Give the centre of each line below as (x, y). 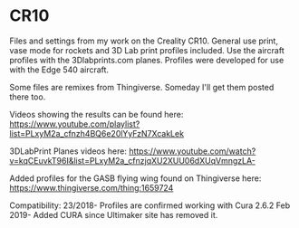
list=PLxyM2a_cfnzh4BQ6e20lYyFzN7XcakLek (96, 133)
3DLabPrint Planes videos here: (68, 151)
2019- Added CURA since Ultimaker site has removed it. (114, 214)
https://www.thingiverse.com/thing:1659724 (92, 187)
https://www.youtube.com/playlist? (75, 124)
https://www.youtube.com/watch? (192, 151)
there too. (28, 97)
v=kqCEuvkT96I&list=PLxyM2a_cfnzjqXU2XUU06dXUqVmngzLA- (133, 160)
